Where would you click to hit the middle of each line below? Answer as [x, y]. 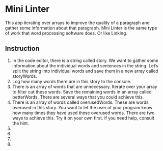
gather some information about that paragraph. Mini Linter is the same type [81, 28]
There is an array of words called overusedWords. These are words [80, 102]
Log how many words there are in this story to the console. [72, 81]
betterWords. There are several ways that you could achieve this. [78, 97]
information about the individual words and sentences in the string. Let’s [85, 65]
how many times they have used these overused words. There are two [83, 113]
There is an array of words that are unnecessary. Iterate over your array [85, 87]
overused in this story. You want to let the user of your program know [82, 107]
